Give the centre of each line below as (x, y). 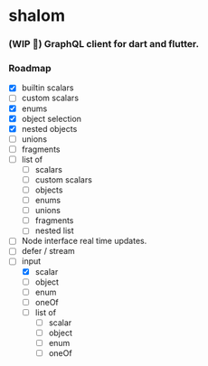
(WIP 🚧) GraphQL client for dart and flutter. (104, 44)
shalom (37, 16)
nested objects (49, 128)
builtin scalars (47, 88)
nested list (54, 230)
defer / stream (48, 251)
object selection (52, 118)
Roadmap (30, 69)
